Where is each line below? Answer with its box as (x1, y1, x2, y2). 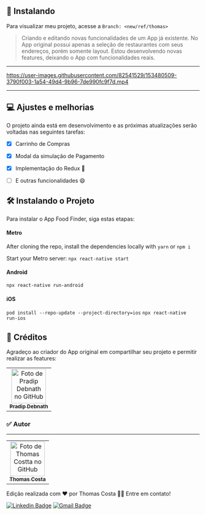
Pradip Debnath (9, 403, 48, 410)
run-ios (6, 315, 26, 322)
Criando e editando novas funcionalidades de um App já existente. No (21, 34, 198, 42)
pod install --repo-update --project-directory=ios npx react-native (6, 310, 187, 316)
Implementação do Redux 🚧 (15, 164, 85, 172)
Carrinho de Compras (15, 140, 71, 147)
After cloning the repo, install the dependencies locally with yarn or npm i (6, 243, 191, 250)
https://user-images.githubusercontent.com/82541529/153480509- (6, 71, 177, 78)
